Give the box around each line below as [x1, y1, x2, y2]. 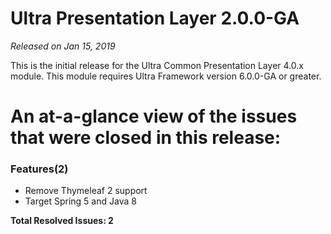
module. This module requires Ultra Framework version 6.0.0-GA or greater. [10, 70, 322, 82]
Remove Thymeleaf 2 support [24, 185, 148, 197]
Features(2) [10, 162, 69, 176]
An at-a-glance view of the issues [10, 105, 298, 128]
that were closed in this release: [10, 127, 282, 149]
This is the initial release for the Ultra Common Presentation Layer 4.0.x [10, 59, 304, 71]
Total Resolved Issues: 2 [10, 215, 114, 227]
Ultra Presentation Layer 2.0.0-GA [10, 7, 300, 30]
